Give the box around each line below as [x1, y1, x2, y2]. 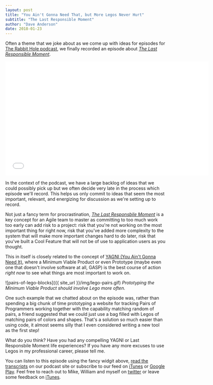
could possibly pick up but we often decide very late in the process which [5, 185, 160, 191]
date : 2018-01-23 [5, 26, 42, 32]
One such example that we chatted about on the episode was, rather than [5, 295, 159, 301]
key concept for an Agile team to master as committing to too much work [5, 217, 158, 223]
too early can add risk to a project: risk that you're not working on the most [5, 222, 162, 228]
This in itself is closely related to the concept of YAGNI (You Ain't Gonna [5, 254, 156, 260]
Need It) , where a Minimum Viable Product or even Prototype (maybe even [5, 259, 162, 265]
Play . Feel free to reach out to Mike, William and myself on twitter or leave [5, 369, 160, 375]
